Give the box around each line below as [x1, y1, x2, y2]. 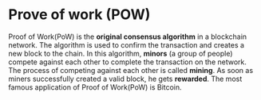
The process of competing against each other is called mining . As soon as [8, 65, 254, 75]
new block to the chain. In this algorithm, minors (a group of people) [8, 48, 233, 58]
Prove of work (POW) [8, 6, 151, 24]
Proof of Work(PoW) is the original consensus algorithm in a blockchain [8, 32, 247, 41]
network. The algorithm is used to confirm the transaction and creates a [8, 40, 245, 49]
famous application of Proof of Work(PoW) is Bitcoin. [8, 82, 182, 92]
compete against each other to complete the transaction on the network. [8, 57, 247, 67]
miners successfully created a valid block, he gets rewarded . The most [8, 74, 243, 83]
